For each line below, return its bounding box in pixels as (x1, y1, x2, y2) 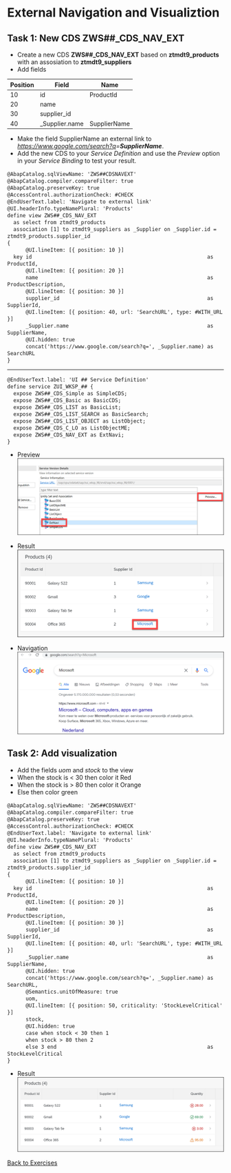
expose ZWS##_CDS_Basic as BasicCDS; (13, 397, 122, 404)
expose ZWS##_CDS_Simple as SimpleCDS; (13, 390, 128, 397)
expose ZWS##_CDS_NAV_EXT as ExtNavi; (13, 432, 125, 439)
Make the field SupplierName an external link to (16, 134, 152, 143)
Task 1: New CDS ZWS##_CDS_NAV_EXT (7, 32, 185, 44)
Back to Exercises (7, 1159, 58, 1167)
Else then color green (16, 788, 78, 796)
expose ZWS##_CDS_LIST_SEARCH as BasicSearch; (13, 411, 149, 418)
